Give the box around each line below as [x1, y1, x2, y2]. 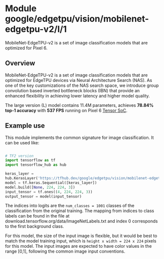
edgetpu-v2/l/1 [5, 24, 67, 35]
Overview [5, 59, 36, 67]
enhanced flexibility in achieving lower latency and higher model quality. [5, 93, 150, 99]
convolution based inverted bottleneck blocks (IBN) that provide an [5, 87, 140, 93]
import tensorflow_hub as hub [5, 162, 67, 167]
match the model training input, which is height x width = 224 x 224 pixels [5, 238, 157, 244]
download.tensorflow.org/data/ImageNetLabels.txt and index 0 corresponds [5, 218, 158, 224]
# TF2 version [5, 153, 34, 159]
